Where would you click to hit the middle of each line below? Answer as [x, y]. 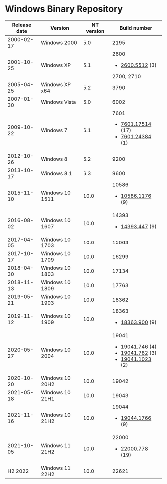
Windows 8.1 [56, 173]
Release [22, 25]
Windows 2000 [59, 42]
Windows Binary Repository [64, 9]
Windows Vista [58, 102]
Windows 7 [54, 130]
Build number [136, 28]
